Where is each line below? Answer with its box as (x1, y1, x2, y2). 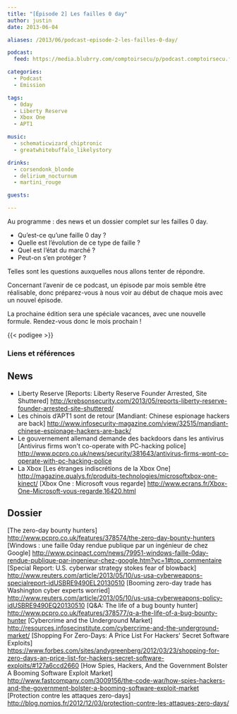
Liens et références (7, 348, 75, 358)
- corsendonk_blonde (13, 165, 74, 173)
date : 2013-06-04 (7, 23, 59, 30)
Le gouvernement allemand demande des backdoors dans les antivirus (17, 434, 224, 443)
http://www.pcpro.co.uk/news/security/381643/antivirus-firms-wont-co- (17, 449, 229, 457)
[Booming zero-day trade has (126, 578, 212, 587)
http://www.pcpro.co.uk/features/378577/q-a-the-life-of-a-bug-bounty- (7, 609, 218, 617)
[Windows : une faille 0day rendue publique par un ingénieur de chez (7, 541, 208, 549)
